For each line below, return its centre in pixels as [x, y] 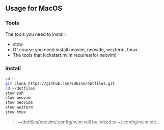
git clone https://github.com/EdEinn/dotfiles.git [60, 83]
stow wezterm [19, 107]
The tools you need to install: [36, 34]
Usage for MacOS [34, 8]
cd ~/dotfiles [20, 88]
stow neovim [18, 98]
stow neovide [19, 103]
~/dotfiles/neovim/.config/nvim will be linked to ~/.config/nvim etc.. [88, 122]
